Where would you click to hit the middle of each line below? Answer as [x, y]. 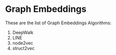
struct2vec [23, 48]
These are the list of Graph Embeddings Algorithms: [58, 23]
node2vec [23, 43]
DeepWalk [23, 32]
